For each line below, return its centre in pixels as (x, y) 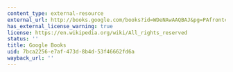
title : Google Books (37, 45)
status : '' (23, 39)
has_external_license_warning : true (60, 26)
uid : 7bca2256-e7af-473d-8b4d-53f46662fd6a (71, 52)
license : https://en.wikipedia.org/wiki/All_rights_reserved (97, 33)
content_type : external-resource (55, 13)
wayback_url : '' (31, 58)
